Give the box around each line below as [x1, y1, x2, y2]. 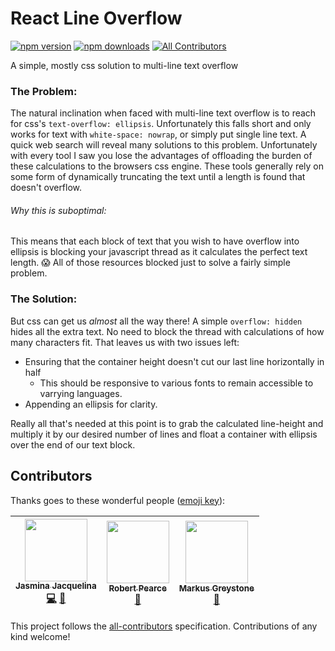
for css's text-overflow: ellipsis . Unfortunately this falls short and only [10, 118, 312, 130]
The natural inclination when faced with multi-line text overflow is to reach [10, 107, 317, 119]
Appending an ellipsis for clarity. [24, 398, 158, 410]
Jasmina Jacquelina [15, 580, 97, 592]
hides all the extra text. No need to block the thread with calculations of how [10, 325, 325, 337]
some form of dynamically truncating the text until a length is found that [10, 171, 306, 183]
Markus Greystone [178, 583, 255, 594]
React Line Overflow [10, 7, 183, 30]
